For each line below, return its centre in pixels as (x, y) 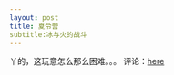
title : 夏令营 (34, 26)
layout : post (34, 18)
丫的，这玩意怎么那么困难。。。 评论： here (87, 61)
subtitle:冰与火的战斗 (48, 34)
